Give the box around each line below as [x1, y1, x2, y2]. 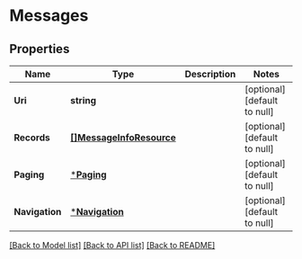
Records [13, 131, 51, 144]
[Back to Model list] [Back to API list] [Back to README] [9, 240, 216, 250]
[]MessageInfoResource [70, 131, 177, 144]
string [70, 94, 97, 106]
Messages [9, 5, 89, 26]
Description [184, 68, 236, 80]
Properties [9, 41, 70, 57]
